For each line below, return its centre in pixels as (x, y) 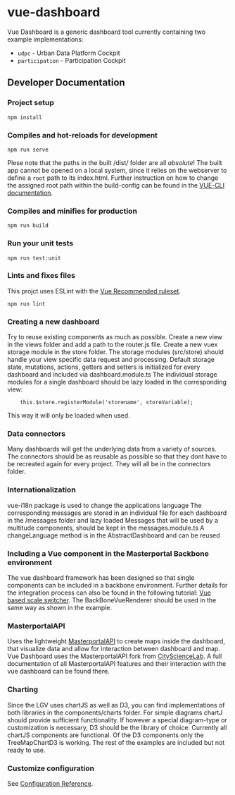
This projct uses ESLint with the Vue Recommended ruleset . (94, 291)
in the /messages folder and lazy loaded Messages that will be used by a (113, 520)
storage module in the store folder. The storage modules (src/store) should (115, 352)
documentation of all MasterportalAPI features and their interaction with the (117, 664)
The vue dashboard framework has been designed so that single (101, 578)
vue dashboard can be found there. (59, 672)
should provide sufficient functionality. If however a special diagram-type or (117, 720)
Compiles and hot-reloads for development (83, 135)
